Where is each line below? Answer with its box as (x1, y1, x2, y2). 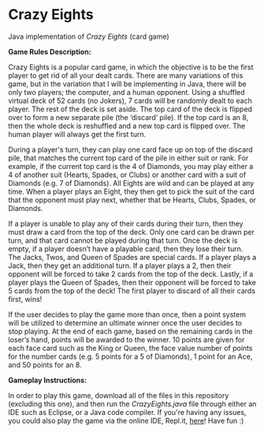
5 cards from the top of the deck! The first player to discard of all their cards (8, 286, 256, 296)
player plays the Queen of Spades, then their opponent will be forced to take (8, 277, 256, 287)
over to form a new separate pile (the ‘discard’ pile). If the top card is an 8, (8, 112, 249, 122)
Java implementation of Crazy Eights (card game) (8, 32, 169, 41)
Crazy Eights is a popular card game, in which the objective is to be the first (8, 62, 254, 72)
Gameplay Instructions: (8, 375, 87, 385)
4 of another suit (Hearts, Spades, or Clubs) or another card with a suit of (8, 170, 247, 179)
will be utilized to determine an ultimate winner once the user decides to (8, 318, 243, 327)
